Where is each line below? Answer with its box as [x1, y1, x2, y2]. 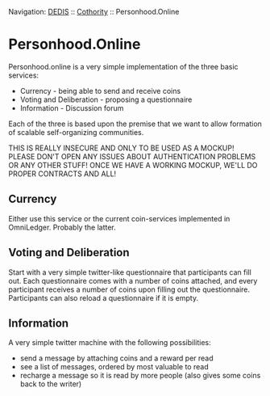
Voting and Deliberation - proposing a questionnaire [19, 95, 193, 104]
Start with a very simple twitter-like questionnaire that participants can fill [8, 267, 251, 277]
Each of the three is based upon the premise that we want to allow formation [8, 119, 262, 128]
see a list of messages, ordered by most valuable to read [19, 362, 209, 372]
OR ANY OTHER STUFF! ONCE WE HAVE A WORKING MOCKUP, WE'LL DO [8, 160, 258, 170]
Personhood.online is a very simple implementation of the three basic [8, 61, 239, 71]
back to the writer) [19, 379, 82, 389]
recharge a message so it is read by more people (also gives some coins [19, 371, 261, 381]
